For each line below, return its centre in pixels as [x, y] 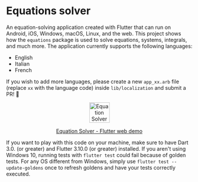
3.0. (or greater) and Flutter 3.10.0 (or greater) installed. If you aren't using [96, 148]
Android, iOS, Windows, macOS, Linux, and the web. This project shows [94, 33]
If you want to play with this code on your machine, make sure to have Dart [97, 142]
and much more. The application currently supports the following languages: [99, 46]
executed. [18, 174]
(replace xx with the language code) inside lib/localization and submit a [96, 87]
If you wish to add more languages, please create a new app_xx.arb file [92, 82]
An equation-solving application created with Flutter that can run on [89, 27]
